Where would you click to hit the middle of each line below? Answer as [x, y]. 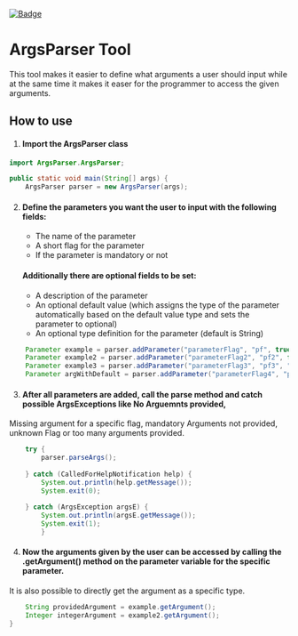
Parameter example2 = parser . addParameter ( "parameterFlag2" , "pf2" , [154, 358]
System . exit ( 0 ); [71, 491]
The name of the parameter [85, 237]
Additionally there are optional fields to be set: [109, 275]
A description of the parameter [91, 295]
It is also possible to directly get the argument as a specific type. [127, 591]
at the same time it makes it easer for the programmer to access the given [144, 84]
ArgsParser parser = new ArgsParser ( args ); [107, 187]
